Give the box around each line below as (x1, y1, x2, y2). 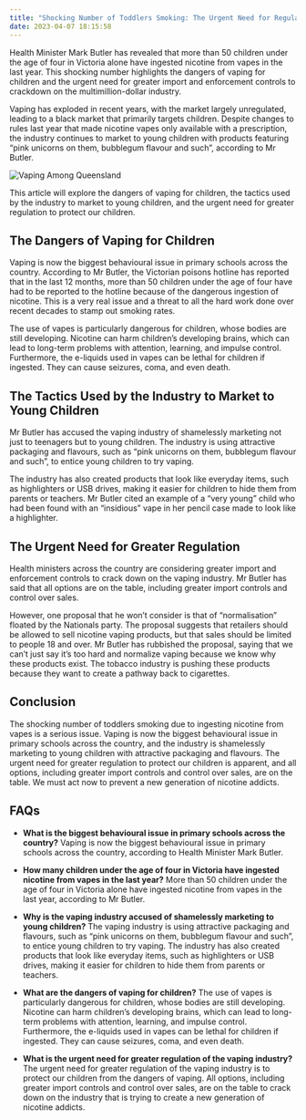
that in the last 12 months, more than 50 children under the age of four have (9, 276, 293, 287)
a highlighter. (9, 513, 59, 524)
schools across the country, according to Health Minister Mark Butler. (22, 846, 284, 857)
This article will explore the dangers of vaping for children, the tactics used (9, 187, 291, 198)
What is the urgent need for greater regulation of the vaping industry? (22, 1053, 293, 1063)
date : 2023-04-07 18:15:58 (9, 22, 112, 31)
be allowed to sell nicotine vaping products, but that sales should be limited (9, 628, 292, 639)
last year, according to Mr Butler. (22, 893, 146, 904)
